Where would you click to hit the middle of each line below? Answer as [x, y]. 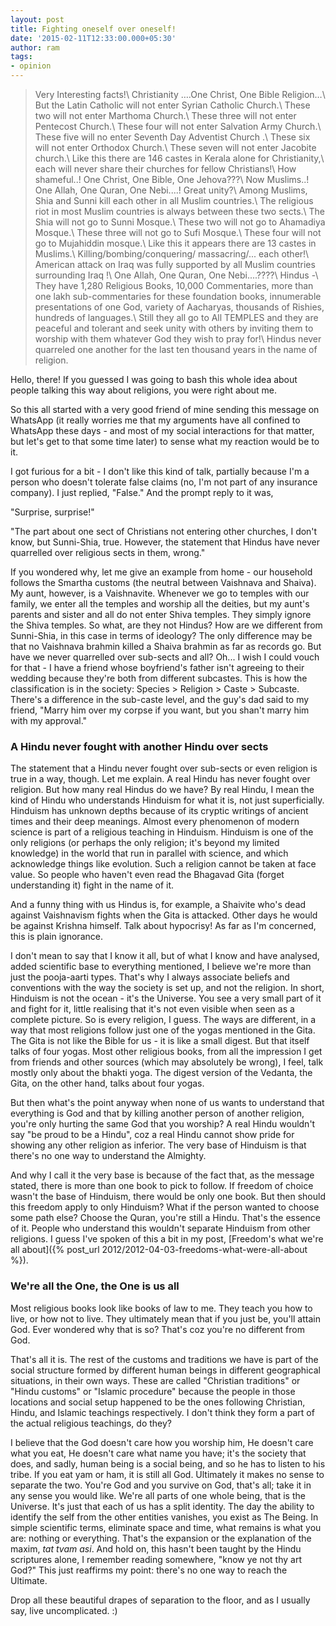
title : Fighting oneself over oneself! [93, 29]
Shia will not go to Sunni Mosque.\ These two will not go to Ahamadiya [180, 222]
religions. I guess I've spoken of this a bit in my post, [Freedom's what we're [167, 1239]
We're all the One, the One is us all [95, 1286]
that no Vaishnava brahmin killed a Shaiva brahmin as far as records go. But [166, 646]
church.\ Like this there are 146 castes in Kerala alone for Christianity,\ [179, 158]
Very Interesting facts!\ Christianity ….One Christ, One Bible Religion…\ [180, 94]
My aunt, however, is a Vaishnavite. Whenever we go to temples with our [160, 593]
